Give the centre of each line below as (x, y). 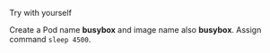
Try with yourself (40, 13)
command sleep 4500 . (50, 39)
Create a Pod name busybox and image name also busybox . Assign (135, 30)
